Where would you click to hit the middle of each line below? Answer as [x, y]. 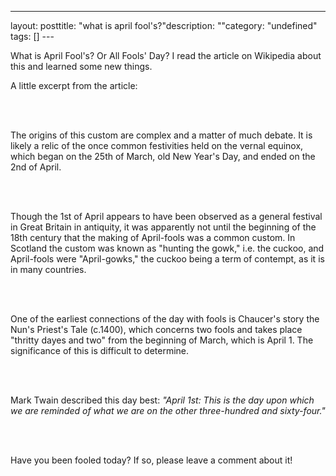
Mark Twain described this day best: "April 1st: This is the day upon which [162, 400]
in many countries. [48, 269]
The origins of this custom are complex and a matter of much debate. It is [161, 135]
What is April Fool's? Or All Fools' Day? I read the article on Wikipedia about [166, 55]
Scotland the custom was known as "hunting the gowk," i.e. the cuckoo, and [167, 248]
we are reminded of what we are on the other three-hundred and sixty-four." [168, 410]
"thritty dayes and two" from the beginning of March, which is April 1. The [162, 340]
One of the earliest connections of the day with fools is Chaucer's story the [165, 319]
